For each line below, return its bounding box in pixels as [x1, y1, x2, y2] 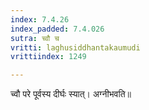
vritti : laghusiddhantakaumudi [10, 42, 141, 53]
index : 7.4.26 [10, 14, 70, 25]
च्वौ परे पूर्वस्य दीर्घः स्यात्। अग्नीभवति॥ [10, 88, 132, 100]
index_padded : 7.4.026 [10, 24, 105, 34]
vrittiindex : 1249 [10, 52, 87, 62]
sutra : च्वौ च [10, 33, 60, 43]
